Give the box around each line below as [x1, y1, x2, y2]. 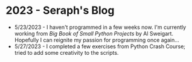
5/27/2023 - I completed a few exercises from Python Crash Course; [14, 43, 185, 50]
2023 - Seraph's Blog [5, 4, 115, 17]
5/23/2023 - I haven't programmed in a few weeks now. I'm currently [14, 23, 187, 31]
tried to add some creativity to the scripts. [14, 49, 119, 56]
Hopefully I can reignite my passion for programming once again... [14, 36, 179, 43]
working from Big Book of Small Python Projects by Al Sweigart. [14, 29, 173, 37]
